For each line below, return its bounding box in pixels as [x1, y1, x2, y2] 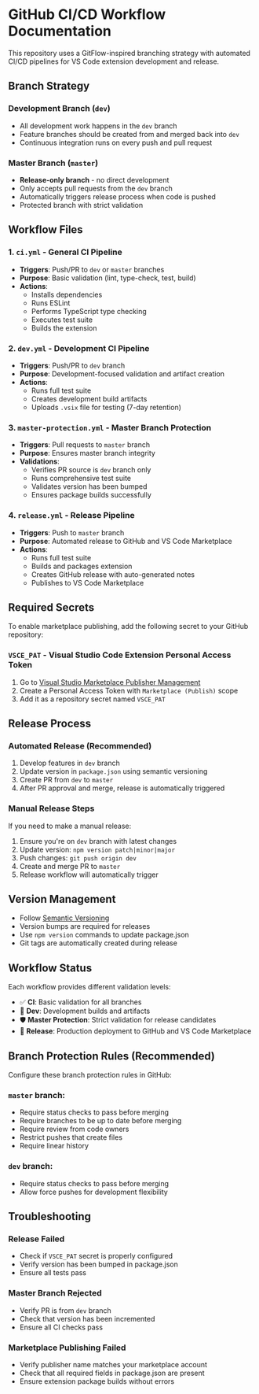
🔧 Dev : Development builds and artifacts [19, 1006, 151, 1016]
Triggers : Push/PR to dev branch [19, 361, 126, 370]
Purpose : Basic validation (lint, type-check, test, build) [19, 273, 196, 283]
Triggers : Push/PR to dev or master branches [19, 264, 165, 274]
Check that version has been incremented [19, 1314, 155, 1323]
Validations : [19, 457, 60, 466]
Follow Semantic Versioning [19, 913, 110, 923]
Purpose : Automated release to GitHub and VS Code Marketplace [19, 536, 233, 545]
